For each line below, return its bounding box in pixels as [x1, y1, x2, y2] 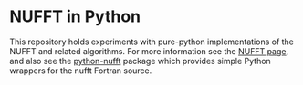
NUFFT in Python [9, 6, 141, 27]
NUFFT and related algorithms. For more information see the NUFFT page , [9, 45, 289, 56]
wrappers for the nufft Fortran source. [9, 65, 152, 76]
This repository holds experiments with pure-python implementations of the [9, 36, 295, 47]
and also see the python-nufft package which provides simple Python [9, 55, 271, 66]
